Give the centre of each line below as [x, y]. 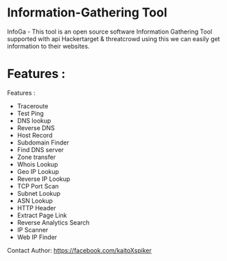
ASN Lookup [35, 201]
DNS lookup [34, 121]
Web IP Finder [37, 237]
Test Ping [30, 113]
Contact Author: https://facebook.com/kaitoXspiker [80, 250]
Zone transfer [36, 157]
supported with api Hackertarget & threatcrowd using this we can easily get [114, 38]
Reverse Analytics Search [53, 222]
